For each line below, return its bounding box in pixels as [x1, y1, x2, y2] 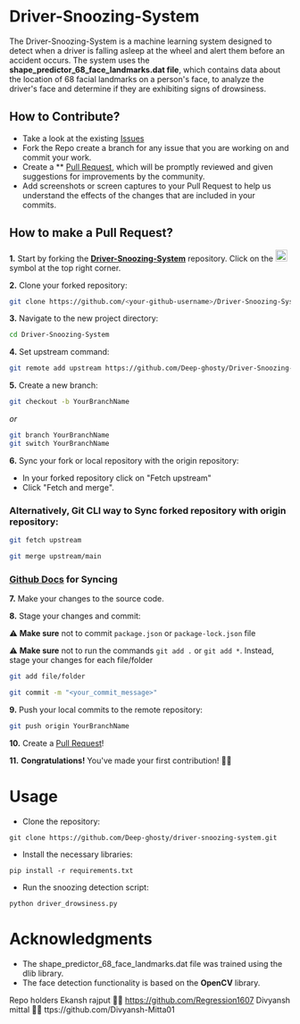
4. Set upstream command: [9, 347, 110, 357]
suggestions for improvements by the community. [21, 171, 205, 181]
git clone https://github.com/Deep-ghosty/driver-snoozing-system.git [9, 833, 278, 842]
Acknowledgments [9, 928, 154, 949]
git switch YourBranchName [9, 439, 110, 448]
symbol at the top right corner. [9, 262, 121, 273]
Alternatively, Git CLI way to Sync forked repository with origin [9, 504, 287, 516]
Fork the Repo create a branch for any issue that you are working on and [21, 142, 289, 153]
